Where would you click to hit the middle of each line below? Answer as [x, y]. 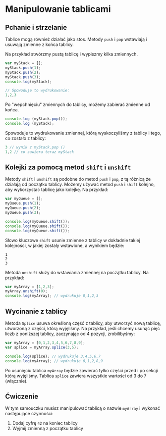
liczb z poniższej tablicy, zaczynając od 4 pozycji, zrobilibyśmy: [70, 334]
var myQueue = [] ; [24, 199]
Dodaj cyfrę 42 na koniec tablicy [45, 423]
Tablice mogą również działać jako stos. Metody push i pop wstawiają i [76, 39]
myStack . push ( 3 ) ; [23, 77]
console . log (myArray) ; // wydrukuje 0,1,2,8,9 [54, 361]
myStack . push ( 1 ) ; [23, 68]
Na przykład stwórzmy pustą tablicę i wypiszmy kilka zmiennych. [71, 54]
